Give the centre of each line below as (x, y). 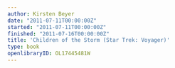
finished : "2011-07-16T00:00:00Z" (59, 34)
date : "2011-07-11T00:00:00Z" (52, 21)
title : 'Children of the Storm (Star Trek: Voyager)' (89, 40)
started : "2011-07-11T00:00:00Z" (57, 27)
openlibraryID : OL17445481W (49, 54)
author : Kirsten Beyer (41, 14)
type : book (23, 47)
